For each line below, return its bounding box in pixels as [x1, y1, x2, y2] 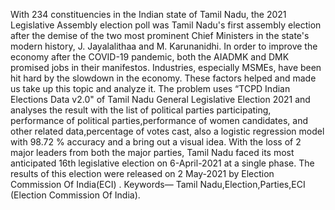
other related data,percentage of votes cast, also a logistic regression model [10, 125, 325, 137]
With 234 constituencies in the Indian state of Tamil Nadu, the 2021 [10, 9, 287, 20]
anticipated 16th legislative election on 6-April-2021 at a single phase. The [10, 157, 315, 169]
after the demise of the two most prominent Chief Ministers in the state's [10, 30, 310, 41]
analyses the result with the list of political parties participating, [10, 104, 272, 116]
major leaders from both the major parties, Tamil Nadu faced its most [10, 147, 295, 158]
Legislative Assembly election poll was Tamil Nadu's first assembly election [10, 19, 322, 31]
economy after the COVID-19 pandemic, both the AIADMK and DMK [10, 51, 290, 63]
